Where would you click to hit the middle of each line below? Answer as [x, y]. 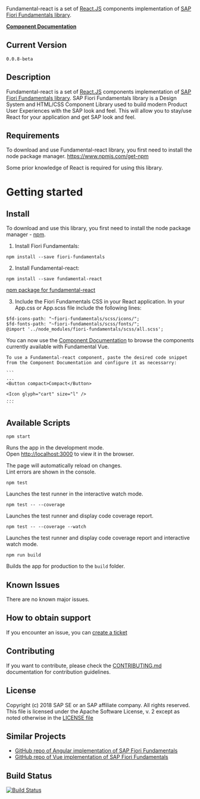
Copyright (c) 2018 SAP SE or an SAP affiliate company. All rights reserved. [98, 705]
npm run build [24, 555]
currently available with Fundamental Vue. [58, 347]
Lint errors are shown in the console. [51, 472]
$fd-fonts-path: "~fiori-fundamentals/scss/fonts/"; [73, 324]
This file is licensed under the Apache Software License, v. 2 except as [93, 711]
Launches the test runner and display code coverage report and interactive [98, 538]
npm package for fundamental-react [51, 290]
